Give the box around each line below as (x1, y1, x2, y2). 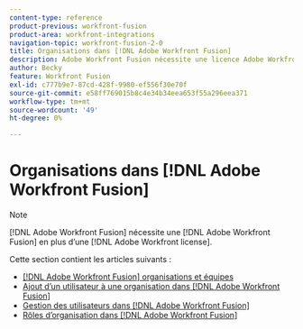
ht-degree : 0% (9, 114, 63, 123)
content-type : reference (9, 13, 103, 23)
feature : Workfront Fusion (9, 72, 111, 81)
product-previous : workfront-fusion (9, 22, 147, 31)
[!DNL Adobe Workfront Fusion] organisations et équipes (22, 271, 234, 282)
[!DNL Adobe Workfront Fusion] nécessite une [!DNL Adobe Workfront (9, 227, 271, 238)
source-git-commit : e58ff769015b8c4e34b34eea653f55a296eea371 (9, 88, 248, 97)
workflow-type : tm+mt (9, 96, 91, 106)
